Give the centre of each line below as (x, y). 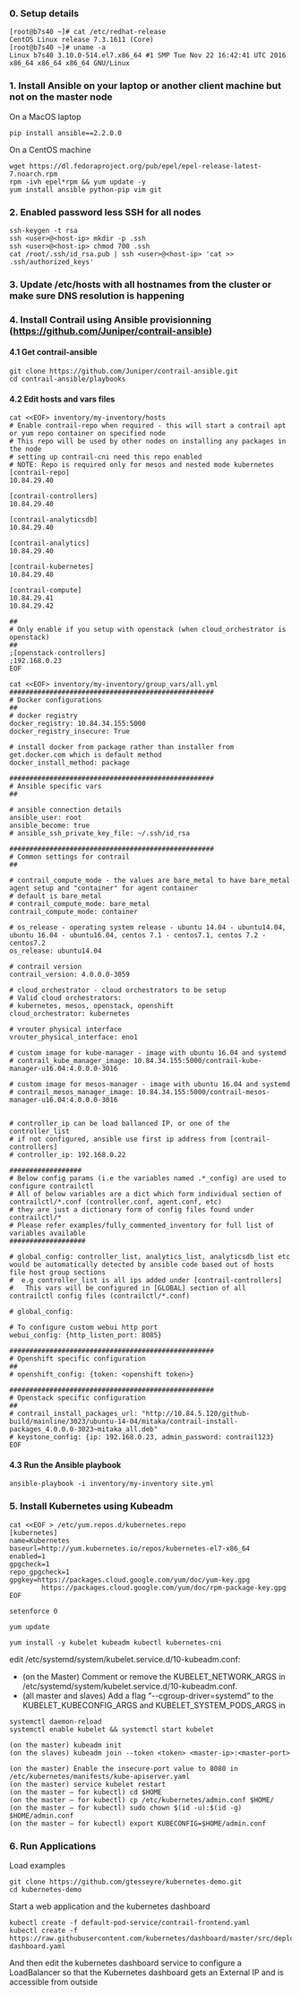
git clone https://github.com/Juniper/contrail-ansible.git (124, 371)
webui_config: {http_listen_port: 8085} (86, 1335)
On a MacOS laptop (46, 117)
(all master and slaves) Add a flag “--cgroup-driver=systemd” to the (148, 1696)
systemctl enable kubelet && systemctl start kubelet (112, 1729)
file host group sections (57, 1273)
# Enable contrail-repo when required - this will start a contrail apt (148, 426)
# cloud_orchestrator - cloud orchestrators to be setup (118, 990)
